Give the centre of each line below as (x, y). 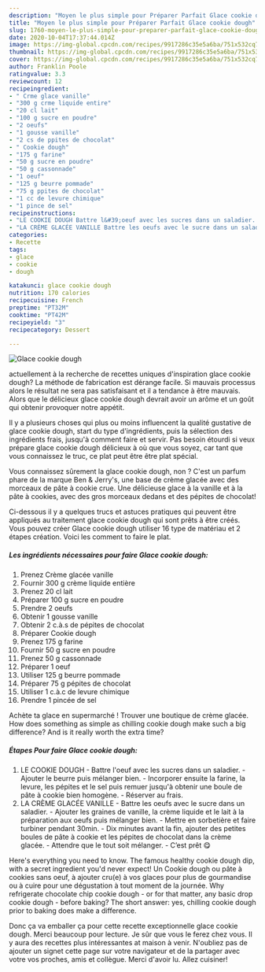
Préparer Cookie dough (58, 634)
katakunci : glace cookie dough (60, 286)
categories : (28, 235)
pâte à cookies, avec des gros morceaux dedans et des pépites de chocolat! (132, 497)
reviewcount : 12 (35, 81)
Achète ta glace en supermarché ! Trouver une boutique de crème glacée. (129, 715)
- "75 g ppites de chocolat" (57, 191)
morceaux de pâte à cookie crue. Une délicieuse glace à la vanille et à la (126, 488)
